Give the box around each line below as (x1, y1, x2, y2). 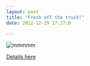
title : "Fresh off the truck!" (6, 14, 85, 20)
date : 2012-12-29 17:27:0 (6, 20, 71, 26)
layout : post (6, 8, 39, 15)
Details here (6, 53, 36, 61)
